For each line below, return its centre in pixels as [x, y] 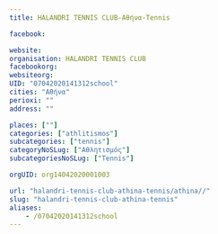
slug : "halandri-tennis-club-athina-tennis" [94, 199]
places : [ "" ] [34, 125]
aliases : [26, 208]
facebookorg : [34, 67]
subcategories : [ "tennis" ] [60, 142]
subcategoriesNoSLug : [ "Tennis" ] [72, 158]
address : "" [31, 109]
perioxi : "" [31, 100]
